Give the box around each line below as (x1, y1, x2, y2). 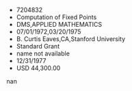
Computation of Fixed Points (16, 13, 97, 21)
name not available (16, 49, 70, 57)
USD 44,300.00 (16, 64, 61, 72)
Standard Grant (16, 42, 60, 50)
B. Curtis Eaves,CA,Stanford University (16, 35, 126, 43)
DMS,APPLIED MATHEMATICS (16, 21, 103, 28)
